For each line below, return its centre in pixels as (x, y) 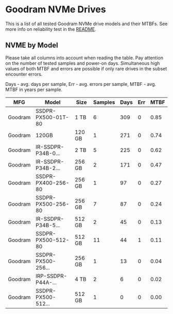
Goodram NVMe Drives (56, 10)
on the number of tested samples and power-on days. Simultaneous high (83, 63)
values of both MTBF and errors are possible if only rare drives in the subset (86, 68)
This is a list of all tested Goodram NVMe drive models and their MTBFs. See (86, 24)
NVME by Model (32, 45)
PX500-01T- (52, 117)
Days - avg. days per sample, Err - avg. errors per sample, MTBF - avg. (81, 84)
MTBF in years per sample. (34, 89)
